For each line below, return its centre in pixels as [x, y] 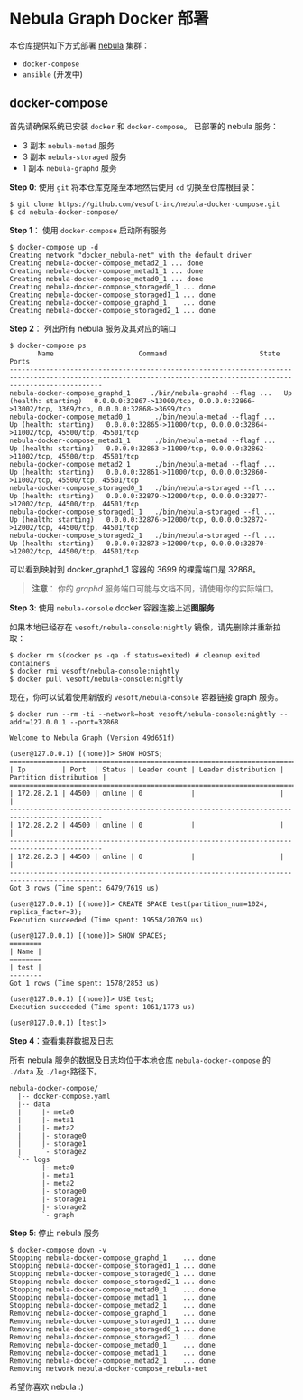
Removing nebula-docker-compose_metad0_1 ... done [113, 1345]
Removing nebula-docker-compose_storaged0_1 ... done [113, 1329]
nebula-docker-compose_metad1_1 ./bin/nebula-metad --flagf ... [143, 440]
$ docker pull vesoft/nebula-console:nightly [96, 679]
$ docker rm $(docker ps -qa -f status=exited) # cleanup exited [134, 655]
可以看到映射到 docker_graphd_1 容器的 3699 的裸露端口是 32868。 [135, 569]
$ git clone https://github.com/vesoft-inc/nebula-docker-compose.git [145, 204]
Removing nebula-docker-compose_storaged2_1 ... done [113, 1337]
